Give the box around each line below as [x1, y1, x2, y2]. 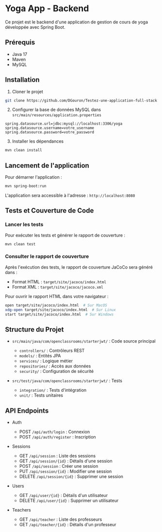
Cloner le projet [12, 89, 44, 94]
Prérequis [5, 38, 35, 47]
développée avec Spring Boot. [5, 24, 65, 30]
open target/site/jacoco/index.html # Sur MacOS [5, 303, 108, 308]
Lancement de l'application [5, 161, 90, 169]
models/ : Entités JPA [19, 353, 61, 359]
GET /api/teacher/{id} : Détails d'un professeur [19, 522, 116, 528]
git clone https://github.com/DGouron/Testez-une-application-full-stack [5, 98, 158, 103]
